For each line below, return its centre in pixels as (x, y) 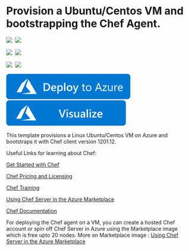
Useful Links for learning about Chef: (51, 153)
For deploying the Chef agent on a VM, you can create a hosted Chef (91, 222)
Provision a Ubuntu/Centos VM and (95, 11)
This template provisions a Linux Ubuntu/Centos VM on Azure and (87, 135)
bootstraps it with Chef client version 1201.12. (62, 141)
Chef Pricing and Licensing (39, 176)
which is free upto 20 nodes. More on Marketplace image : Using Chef (92, 235)
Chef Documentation (32, 210)
